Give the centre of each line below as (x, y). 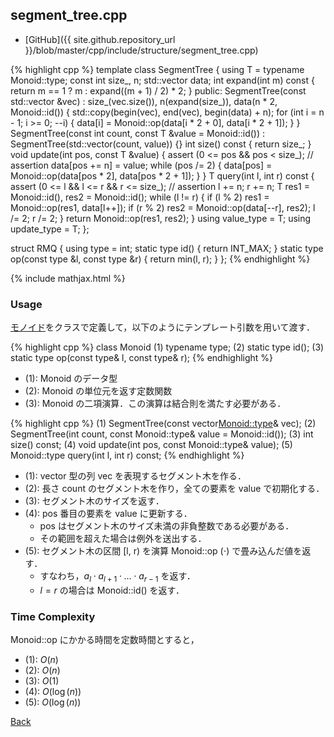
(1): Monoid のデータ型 (71, 379)
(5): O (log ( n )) (53, 702)
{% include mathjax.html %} (68, 278)
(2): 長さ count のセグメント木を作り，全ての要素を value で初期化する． (174, 489)
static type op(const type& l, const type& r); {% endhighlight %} (142, 358)
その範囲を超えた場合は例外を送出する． (123, 539)
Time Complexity (53, 616)
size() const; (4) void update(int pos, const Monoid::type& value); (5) (151, 445)
